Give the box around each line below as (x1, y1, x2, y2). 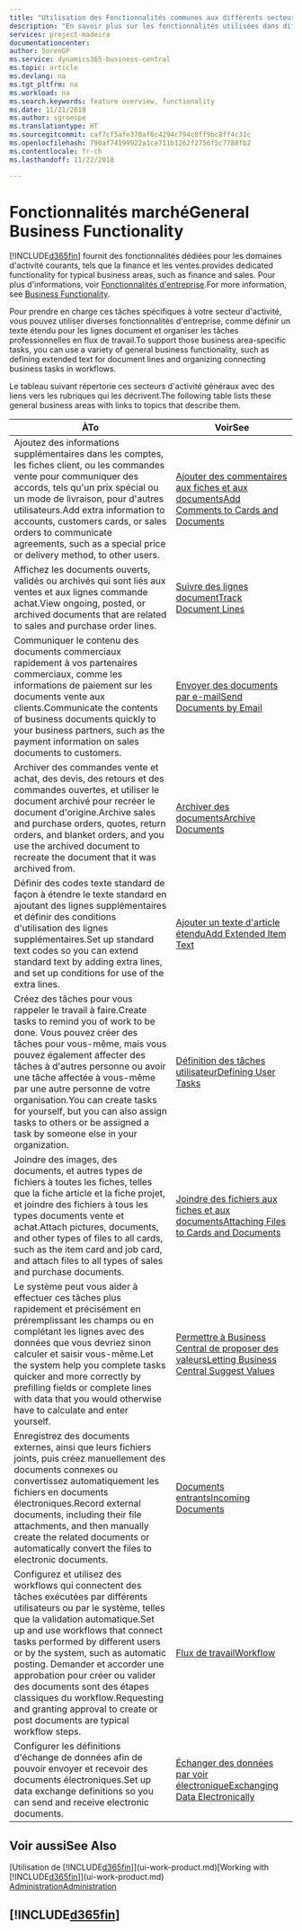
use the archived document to (13, 840, 141, 852)
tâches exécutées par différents (13, 1590, 148, 1603)
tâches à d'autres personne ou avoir (13, 1060, 166, 1072)
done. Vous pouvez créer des (13, 1027, 138, 1039)
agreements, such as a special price (13, 538, 166, 550)
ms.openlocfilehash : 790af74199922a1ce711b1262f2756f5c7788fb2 (9, 138, 252, 147)
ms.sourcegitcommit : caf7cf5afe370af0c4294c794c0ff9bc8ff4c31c (9, 130, 252, 139)
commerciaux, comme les (13, 668, 123, 681)
